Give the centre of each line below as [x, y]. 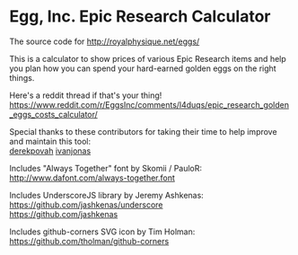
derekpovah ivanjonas [50, 151]
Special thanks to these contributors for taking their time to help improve [143, 131]
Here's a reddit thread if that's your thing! [86, 95]
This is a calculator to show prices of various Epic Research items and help [148, 58]
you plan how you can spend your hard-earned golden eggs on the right [143, 68]
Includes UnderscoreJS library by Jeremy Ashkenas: [106, 195]
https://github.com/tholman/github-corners [89, 241]
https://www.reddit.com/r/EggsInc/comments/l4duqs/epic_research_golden [149, 104]
